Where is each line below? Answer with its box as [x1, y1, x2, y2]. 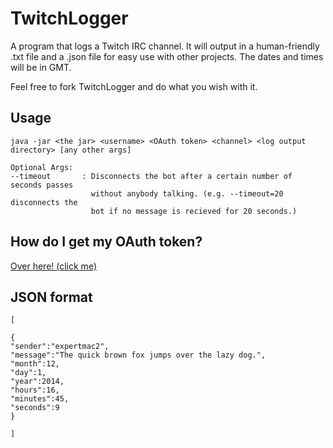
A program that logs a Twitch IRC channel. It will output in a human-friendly [10, 40, 320, 52]
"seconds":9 [10, 403, 60, 413]
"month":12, [10, 359, 60, 369]
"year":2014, [10, 377, 65, 387]
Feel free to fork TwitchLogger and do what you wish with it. [10, 80, 258, 92]
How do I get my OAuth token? [10, 233, 203, 251]
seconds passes [10, 180, 74, 190]
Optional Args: [10, 162, 74, 172]
